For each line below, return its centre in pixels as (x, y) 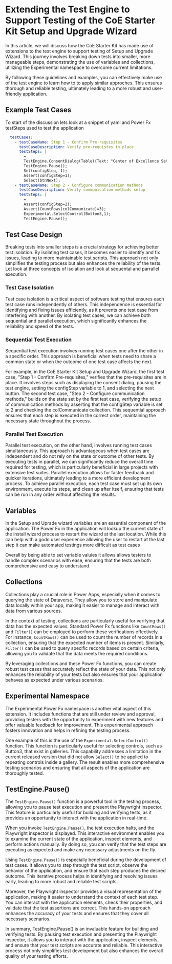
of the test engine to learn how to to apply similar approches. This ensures (84, 83)
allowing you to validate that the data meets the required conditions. (77, 653)
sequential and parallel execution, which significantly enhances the (76, 320)
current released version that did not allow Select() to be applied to (77, 757)
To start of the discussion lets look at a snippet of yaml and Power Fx (78, 122)
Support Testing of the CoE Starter (80, 20)
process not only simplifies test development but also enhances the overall (84, 951)
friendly (14, 94)
